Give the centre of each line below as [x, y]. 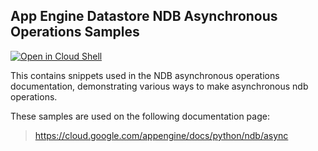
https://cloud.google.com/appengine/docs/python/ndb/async [161, 135]
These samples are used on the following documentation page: [140, 116]
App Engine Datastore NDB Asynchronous [144, 16]
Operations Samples [75, 32]
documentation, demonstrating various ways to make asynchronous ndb [159, 86]
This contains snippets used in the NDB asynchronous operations [145, 75]
